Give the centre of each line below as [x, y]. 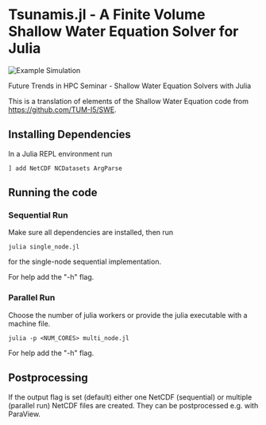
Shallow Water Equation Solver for [123, 31]
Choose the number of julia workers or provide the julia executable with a [128, 315]
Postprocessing [48, 378]
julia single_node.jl [44, 247]
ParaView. [25, 414]
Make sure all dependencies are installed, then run [91, 233]
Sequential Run [39, 215]
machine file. [29, 323]
